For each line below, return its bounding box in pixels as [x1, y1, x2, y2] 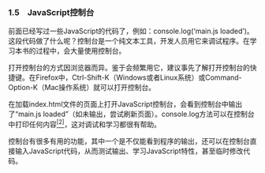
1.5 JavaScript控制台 [8, 6, 95, 17]
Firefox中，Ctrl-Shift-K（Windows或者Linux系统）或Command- [35, 73, 242, 82]
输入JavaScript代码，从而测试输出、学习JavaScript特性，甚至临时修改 [14, 146, 244, 156]
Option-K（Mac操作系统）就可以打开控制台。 [8, 83, 156, 92]
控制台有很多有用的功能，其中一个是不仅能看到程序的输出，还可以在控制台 [8, 136, 250, 145]
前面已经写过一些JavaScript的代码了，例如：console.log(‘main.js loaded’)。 [8, 26, 254, 36]
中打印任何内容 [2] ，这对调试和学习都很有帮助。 [8, 118, 162, 129]
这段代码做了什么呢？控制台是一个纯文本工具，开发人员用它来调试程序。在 [8, 36, 250, 46]
